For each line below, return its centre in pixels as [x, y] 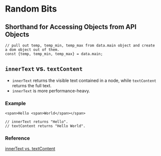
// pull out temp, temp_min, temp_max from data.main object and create [80, 46]
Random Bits [31, 9]
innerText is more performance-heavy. [51, 91]
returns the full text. [32, 85]
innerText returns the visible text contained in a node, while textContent [84, 80]
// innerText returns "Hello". [37, 122]
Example [16, 103]
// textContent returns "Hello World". [45, 126]
